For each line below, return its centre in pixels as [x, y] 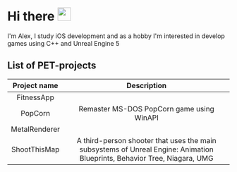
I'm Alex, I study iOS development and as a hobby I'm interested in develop [116, 36]
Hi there [31, 17]
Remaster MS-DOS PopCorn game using [147, 109]
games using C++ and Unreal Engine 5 [63, 43]
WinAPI [146, 118]
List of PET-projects [52, 66]
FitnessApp [35, 97]
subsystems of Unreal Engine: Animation [146, 149]
